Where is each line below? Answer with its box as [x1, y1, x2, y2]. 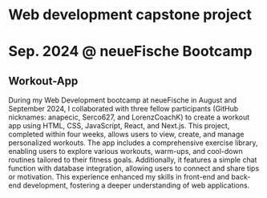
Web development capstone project [8, 6, 253, 24]
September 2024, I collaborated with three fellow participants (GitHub [8, 104, 239, 114]
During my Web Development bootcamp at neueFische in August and [8, 95, 237, 105]
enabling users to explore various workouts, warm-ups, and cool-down [8, 147, 243, 156]
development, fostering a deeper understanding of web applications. [22, 180, 250, 190]
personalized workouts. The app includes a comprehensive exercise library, [8, 138, 258, 147]
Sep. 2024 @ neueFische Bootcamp [8, 42, 253, 61]
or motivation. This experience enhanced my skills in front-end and [8, 172, 230, 182]
